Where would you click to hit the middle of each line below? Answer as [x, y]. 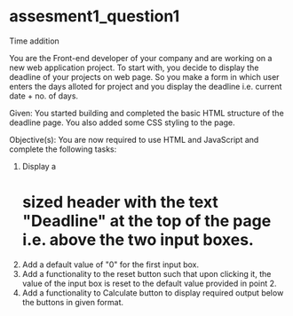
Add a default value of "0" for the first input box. [111, 265]
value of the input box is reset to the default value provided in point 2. [149, 283]
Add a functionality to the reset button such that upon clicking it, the [146, 273]
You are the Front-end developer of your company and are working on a [141, 58]
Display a [39, 166]
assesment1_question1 [95, 16]
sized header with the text [120, 202]
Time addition [34, 41]
